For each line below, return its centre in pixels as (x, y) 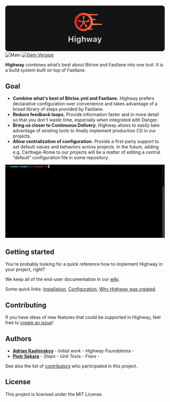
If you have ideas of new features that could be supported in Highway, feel (83, 317)
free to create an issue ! (29, 323)
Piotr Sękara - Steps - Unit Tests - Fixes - (56, 356)
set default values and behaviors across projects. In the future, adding (86, 147)
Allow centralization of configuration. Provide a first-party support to (86, 141)
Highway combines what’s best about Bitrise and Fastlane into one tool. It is (84, 65)
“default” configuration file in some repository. (61, 158)
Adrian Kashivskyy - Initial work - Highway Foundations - (73, 351)
